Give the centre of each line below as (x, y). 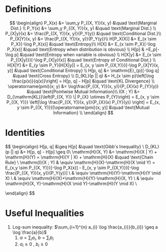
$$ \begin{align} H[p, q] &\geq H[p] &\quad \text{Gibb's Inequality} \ (75, 146)
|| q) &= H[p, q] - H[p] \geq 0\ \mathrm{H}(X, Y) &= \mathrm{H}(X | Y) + (84, 152)
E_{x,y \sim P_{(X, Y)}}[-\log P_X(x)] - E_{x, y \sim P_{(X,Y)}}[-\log (72, 168)
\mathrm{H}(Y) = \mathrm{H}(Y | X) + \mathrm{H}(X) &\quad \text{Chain (79, 157)
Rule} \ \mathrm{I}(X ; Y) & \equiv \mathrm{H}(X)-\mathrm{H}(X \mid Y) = (80, 162)
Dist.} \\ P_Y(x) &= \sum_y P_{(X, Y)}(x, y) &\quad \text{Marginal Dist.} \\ (83, 28)
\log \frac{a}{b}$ (29, 232)
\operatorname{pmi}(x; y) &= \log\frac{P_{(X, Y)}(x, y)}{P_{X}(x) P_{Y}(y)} (83, 86)
